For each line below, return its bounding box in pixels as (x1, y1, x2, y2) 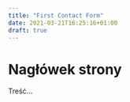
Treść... (8, 86, 33, 96)
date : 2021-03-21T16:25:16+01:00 (8, 19, 118, 27)
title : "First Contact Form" (8, 11, 104, 20)
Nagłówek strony (8, 60, 122, 78)
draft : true (8, 26, 47, 34)
